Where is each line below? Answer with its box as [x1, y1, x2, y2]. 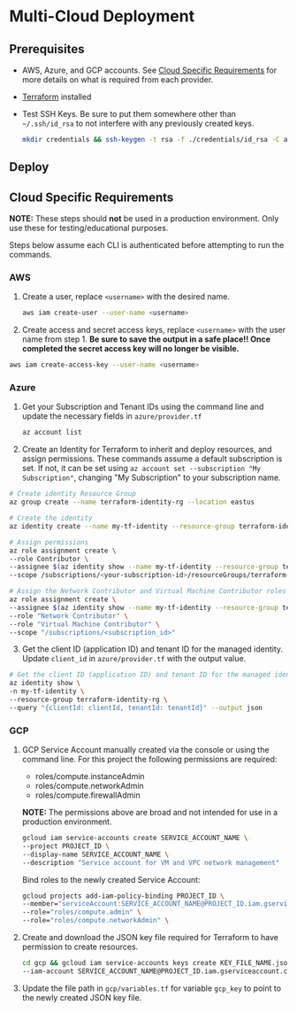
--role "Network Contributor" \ [9, 611, 128, 621]
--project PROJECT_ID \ [21, 841, 110, 851]
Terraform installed [21, 91, 92, 102]
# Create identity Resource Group [9, 490, 137, 498]
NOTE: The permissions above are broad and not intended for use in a [21, 807, 278, 818]
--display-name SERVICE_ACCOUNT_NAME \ [21, 850, 170, 859]
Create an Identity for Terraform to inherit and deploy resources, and [21, 444, 272, 455]
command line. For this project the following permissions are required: [21, 754, 278, 765]
